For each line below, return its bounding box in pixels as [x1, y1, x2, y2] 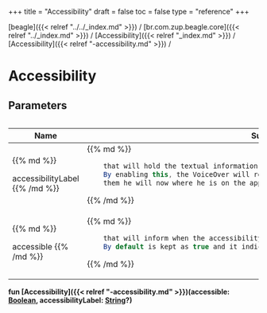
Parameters [8, 99, 68, 112]
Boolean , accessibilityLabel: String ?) [8, 295, 133, 305]
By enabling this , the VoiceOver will [103, 170, 250, 178]
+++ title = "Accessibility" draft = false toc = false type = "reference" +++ [8, 7, 250, 16]
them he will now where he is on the [103, 178, 246, 187]
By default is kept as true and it [103, 242, 238, 251]
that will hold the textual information [103, 162, 258, 170]
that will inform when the [103, 233, 205, 242]
